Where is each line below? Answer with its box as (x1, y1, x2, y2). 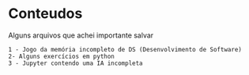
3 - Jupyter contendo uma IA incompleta (8, 59, 144, 67)
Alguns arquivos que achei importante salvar (8, 30, 154, 40)
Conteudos (8, 5, 83, 23)
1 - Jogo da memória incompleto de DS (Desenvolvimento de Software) (8, 45, 243, 53)
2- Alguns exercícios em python (8, 52, 115, 60)
